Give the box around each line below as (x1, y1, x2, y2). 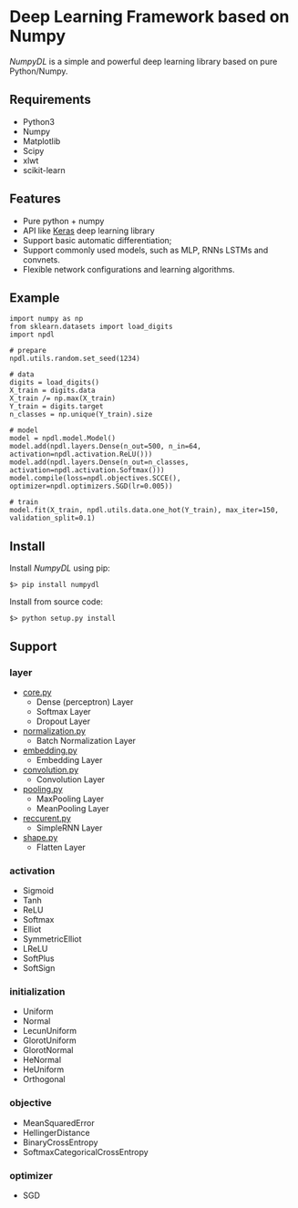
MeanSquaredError (22, 1117, 95, 1128)
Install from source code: (9, 596, 103, 607)
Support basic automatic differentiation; (22, 234, 172, 245)
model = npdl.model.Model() (9, 434, 117, 443)
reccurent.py (22, 812, 71, 823)
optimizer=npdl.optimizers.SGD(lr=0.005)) (9, 481, 173, 491)
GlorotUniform (22, 1035, 77, 1046)
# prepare (9, 346, 47, 356)
